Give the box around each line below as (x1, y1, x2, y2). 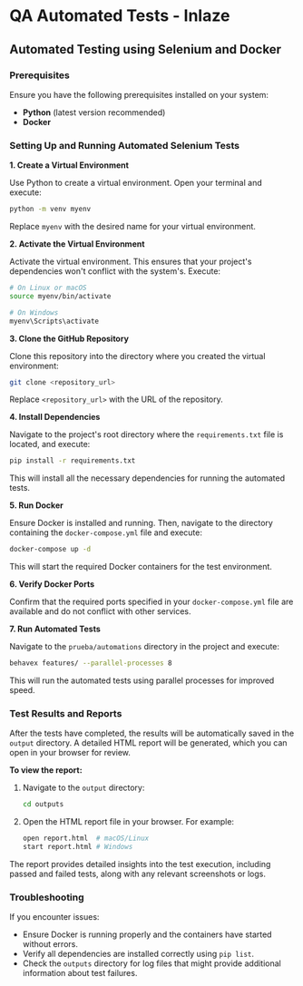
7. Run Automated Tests (9, 623, 102, 635)
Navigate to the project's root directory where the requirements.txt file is (9, 429, 284, 440)
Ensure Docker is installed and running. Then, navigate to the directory (9, 518, 274, 529)
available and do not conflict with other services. (9, 606, 192, 617)
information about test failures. (22, 968, 138, 979)
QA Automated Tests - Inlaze (9, 5, 230, 26)
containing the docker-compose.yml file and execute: (9, 527, 202, 538)
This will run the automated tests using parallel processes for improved (9, 675, 275, 686)
